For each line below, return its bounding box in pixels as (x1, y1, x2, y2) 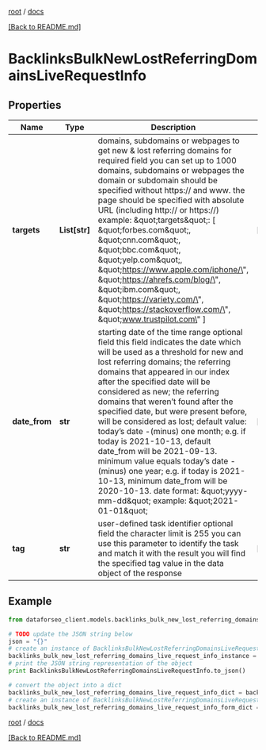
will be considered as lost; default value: (97, 416, 247, 427)
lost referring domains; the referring (97, 356, 231, 367)
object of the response (97, 567, 182, 579)
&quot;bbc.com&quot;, (97, 244, 181, 255)
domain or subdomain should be (97, 175, 218, 186)
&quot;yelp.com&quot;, (97, 254, 183, 265)
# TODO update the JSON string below (8, 630, 133, 638)
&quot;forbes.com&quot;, (97, 225, 192, 235)
